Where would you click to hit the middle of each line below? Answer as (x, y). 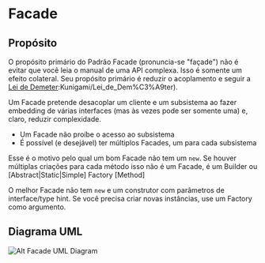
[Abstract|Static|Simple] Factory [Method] (77, 175)
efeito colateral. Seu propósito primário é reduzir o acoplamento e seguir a (129, 79)
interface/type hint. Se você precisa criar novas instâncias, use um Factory (131, 199)
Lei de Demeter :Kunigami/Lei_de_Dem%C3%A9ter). (93, 87)
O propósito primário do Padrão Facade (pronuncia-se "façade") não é (123, 62)
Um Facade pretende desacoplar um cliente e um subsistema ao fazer (123, 102)
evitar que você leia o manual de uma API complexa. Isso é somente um (125, 70)
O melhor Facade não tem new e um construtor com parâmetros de (117, 190)
